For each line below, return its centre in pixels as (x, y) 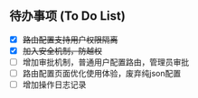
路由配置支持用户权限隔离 (70, 40)
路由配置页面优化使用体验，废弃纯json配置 (102, 73)
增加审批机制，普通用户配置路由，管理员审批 (106, 62)
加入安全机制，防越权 (62, 50)
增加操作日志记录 (54, 85)
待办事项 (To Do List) (68, 16)
